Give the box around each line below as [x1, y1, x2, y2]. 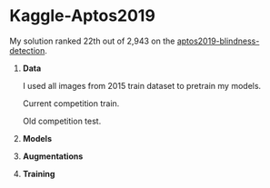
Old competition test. [22, 115, 102, 126]
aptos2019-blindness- [176, 35, 260, 46]
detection [9, 45, 45, 55]
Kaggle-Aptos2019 [9, 5, 156, 26]
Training [22, 168, 55, 179]
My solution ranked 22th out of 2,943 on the [9, 35, 175, 46]
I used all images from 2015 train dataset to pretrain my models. [22, 80, 262, 91]
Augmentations [22, 151, 84, 162]
